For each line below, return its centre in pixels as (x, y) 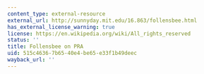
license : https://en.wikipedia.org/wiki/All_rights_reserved (99, 33)
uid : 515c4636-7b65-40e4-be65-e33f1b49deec (72, 54)
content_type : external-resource (56, 14)
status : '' (23, 40)
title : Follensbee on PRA (45, 47)
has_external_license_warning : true (61, 27)
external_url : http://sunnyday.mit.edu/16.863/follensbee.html (102, 20)
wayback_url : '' (31, 60)
